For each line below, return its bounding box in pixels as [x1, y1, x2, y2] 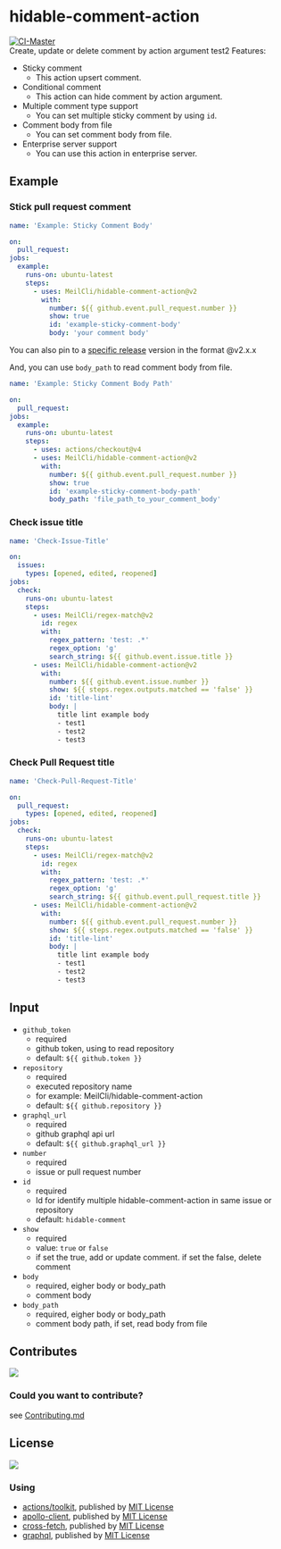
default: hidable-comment [35, 1213, 127, 1225]
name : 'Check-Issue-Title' [9, 536, 110, 546]
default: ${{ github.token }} [35, 1052, 143, 1063]
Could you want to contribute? [9, 1389, 144, 1402]
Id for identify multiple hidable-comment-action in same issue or [35, 1194, 272, 1205]
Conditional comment [21, 81, 102, 92]
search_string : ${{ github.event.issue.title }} [48, 652, 234, 661]
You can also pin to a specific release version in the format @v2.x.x [9, 345, 257, 355]
